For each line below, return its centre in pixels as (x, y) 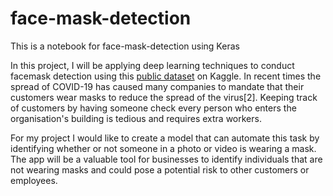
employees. (34, 180)
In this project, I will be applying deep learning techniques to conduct (152, 65)
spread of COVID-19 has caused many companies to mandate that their (157, 86)
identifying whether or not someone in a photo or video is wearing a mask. (163, 148)
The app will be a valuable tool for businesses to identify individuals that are (166, 159)
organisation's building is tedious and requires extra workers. (136, 118)
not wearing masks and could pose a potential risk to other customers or (160, 169)
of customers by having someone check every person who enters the (153, 108)
